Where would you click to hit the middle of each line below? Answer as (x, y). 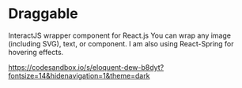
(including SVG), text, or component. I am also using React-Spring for (121, 43)
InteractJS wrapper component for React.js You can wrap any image (120, 35)
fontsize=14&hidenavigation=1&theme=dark (79, 75)
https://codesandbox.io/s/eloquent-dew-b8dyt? (86, 67)
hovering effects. (36, 52)
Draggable (43, 14)
